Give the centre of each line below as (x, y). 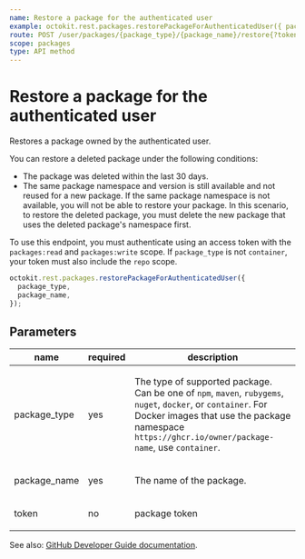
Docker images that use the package (213, 416)
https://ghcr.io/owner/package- (204, 438)
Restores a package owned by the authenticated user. (110, 141)
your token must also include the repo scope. (93, 262)
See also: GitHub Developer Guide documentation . (103, 545)
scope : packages (40, 43)
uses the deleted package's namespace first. (107, 225)
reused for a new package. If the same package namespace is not (146, 195)
